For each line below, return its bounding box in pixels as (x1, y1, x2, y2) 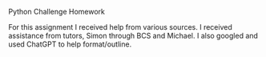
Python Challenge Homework (8, 7, 106, 16)
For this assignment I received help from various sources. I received (8, 22, 232, 31)
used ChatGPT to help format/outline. (8, 39, 132, 49)
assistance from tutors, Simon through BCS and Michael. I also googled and (8, 31, 259, 40)
